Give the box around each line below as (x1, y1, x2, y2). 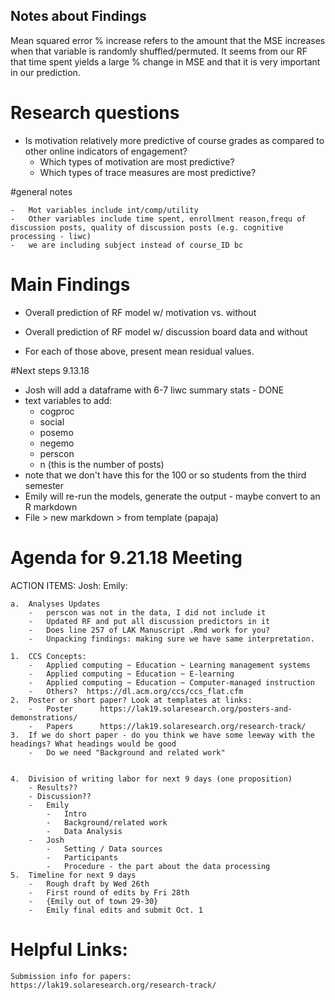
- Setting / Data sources (46, 844, 163, 854)
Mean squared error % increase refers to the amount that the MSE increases (10, 34, 326, 46)
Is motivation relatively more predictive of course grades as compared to (24, 134, 325, 146)
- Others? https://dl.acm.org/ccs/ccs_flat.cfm (28, 686, 244, 696)
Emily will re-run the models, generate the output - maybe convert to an (24, 490, 321, 502)
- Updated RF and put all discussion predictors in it (28, 616, 271, 626)
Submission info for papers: (10, 971, 132, 981)
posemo (39, 426, 74, 438)
